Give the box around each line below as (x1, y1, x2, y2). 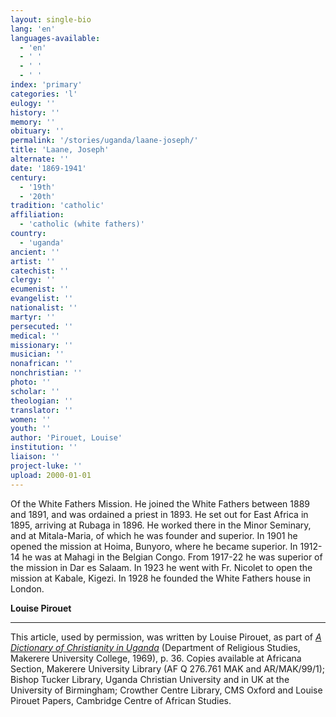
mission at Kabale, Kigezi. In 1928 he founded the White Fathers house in (10, 572, 312, 584)
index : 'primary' (10, 80, 83, 90)
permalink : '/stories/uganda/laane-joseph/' (10, 136, 199, 146)
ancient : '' (10, 247, 60, 257)
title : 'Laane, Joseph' (10, 145, 110, 155)
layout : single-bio (10, 14, 92, 25)
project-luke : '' (10, 461, 83, 471)
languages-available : (10, 33, 101, 43)
